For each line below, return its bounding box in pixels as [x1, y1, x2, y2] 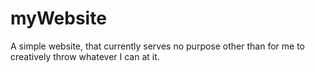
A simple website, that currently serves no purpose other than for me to [10, 40, 305, 52]
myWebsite [10, 7, 107, 30]
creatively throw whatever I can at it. [10, 50, 160, 62]
